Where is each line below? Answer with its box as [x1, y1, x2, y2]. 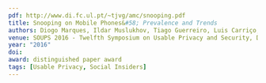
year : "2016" [8, 41, 51, 49]
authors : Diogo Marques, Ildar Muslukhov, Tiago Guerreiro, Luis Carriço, [8, 26, 260, 34]
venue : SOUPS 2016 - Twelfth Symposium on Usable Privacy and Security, [8, 33, 253, 42]
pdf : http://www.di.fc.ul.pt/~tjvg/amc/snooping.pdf [8, 11, 186, 20]
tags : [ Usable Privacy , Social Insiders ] [8, 63, 147, 71]
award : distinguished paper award [8, 56, 123, 64]
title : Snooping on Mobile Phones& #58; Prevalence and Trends [8, 19, 218, 27]
